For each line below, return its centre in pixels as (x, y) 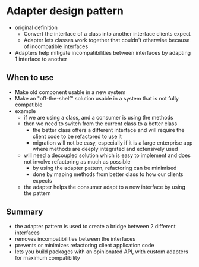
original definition (36, 27)
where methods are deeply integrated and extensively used (105, 149)
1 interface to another (41, 59)
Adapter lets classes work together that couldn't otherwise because (107, 40)
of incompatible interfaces (56, 46)
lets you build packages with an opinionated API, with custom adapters (101, 252)
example (25, 111)
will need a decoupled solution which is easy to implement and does (107, 155)
